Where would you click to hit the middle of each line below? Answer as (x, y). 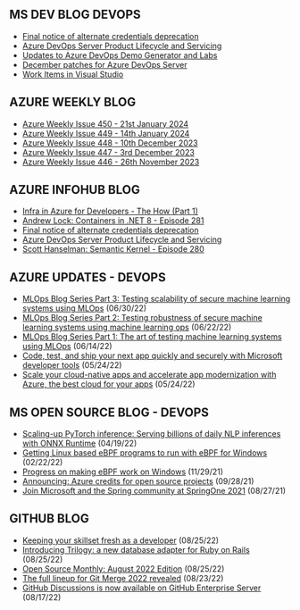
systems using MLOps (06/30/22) (84, 308)
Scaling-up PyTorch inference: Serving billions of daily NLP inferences (151, 434)
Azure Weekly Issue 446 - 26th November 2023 (111, 162)
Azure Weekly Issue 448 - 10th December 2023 (110, 143)
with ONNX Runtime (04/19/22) (79, 443)
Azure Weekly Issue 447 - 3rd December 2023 (108, 152)
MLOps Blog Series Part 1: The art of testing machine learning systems (152, 337)
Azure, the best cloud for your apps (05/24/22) (108, 384)
